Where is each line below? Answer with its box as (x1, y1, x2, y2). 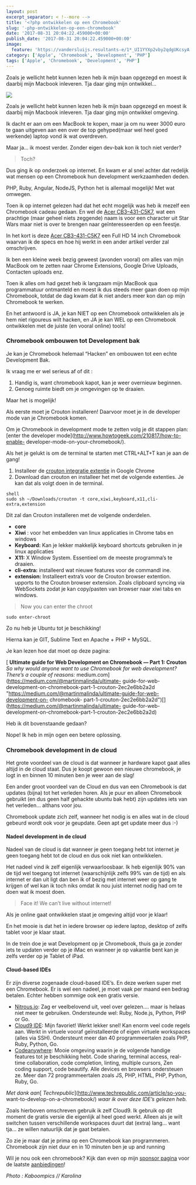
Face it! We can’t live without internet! (20, 900, 112, 907)
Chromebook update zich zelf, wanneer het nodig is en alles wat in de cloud (6, 813, 189, 821)
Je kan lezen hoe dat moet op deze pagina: (6, 647, 110, 654)
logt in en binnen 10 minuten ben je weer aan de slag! (6, 772, 135, 779)
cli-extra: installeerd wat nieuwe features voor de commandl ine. (14, 566, 171, 573)
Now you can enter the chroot (20, 603, 93, 610)
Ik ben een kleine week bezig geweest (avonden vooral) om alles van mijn (6, 256, 184, 263)
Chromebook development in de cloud (6, 746, 117, 754)
